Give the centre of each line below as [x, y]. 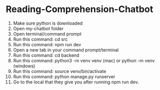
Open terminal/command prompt [47, 34]
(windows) [24, 66]
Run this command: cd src [40, 39]
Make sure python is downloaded [48, 23]
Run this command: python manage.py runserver [64, 76]
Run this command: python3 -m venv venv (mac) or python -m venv [84, 60]
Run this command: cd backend [46, 55]
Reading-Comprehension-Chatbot [79, 9]
